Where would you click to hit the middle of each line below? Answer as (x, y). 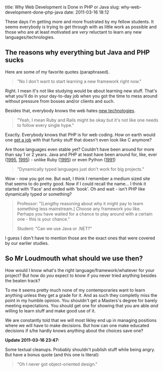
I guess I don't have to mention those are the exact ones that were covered (80, 238)
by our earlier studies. (27, 243)
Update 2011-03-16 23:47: (32, 340)
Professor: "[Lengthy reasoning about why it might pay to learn (80, 203)
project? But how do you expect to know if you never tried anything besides (81, 275)
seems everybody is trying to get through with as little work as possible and (81, 27)
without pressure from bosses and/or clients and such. (60, 101)
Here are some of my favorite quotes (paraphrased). (57, 72)
